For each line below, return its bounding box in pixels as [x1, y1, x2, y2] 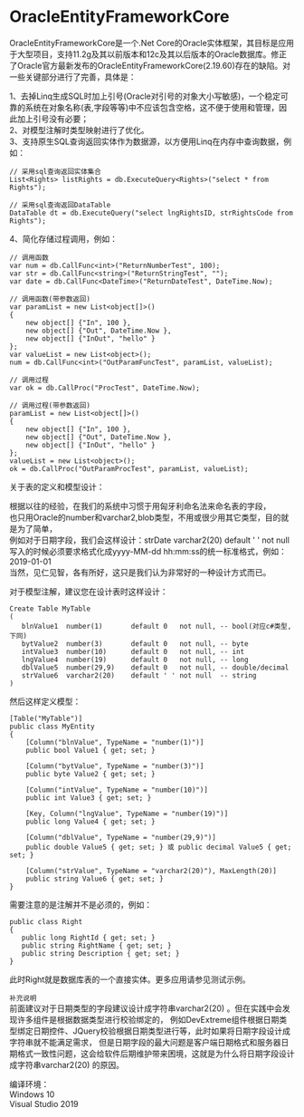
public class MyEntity [9, 722, 95, 731]
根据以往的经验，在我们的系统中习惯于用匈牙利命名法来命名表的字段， [9, 500, 271, 511]
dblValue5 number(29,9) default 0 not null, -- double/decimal [21, 663, 290, 672]
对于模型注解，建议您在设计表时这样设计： [9, 586, 168, 597]
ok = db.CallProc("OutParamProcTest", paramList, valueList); [9, 464, 249, 473]
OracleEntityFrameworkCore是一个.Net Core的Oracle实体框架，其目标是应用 [9, 37, 295, 48]
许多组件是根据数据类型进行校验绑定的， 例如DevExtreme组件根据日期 [16, 1014, 280, 1025]
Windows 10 [9, 1089, 55, 1100]
